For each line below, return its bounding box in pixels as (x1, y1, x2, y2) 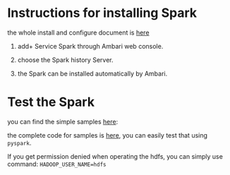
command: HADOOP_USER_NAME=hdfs (7, 159, 107, 168)
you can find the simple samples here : (7, 117, 119, 126)
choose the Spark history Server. (17, 55, 114, 64)
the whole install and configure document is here (7, 28, 150, 37)
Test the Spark (7, 94, 95, 110)
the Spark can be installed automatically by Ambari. (17, 69, 168, 78)
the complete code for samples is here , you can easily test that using (7, 131, 208, 139)
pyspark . (7, 138, 32, 147)
